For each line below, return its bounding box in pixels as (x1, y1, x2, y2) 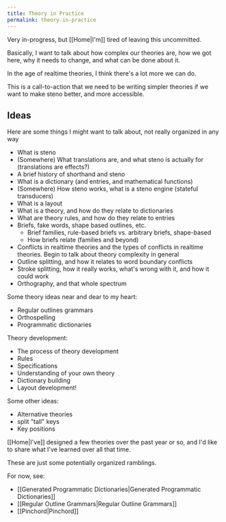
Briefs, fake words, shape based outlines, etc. (16, 221, 147, 230)
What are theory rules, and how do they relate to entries (16, 214, 175, 222)
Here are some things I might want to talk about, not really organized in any (7, 128, 219, 136)
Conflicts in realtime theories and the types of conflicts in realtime (16, 243, 203, 251)
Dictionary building (16, 377, 71, 385)
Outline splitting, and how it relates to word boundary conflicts (16, 258, 193, 266)
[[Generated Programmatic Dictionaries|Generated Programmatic (16, 485, 201, 494)
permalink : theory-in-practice (7, 16, 97, 23)
